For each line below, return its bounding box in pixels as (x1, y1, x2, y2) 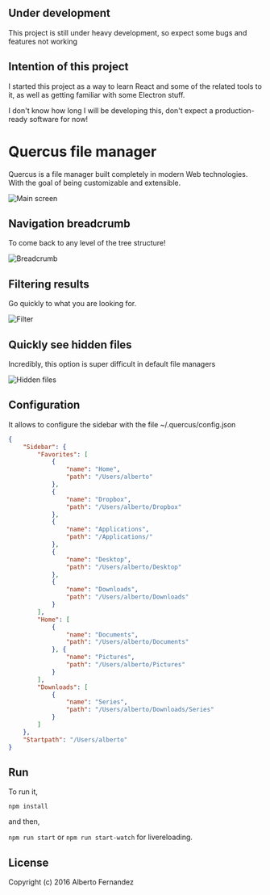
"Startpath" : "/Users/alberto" (23, 735, 128, 744)
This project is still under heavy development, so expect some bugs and (8, 27, 247, 37)
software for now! (29, 114, 89, 124)
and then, (8, 817, 40, 826)
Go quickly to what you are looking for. (8, 299, 137, 309)
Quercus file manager (8, 142, 157, 161)
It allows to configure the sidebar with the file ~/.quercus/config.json (8, 419, 236, 429)
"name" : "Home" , (65, 465, 121, 473)
